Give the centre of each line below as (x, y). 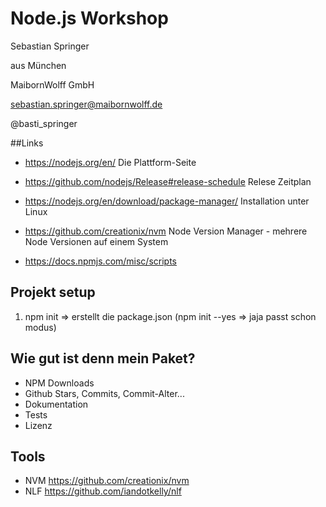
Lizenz (38, 425)
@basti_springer (44, 123)
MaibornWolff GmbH (52, 84)
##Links (27, 143)
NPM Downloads (59, 383)
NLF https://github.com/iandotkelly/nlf (103, 491)
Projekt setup (53, 292)
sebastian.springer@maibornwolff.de (86, 104)
